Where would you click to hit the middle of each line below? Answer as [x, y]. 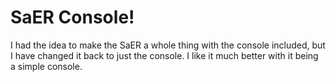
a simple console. [46, 66]
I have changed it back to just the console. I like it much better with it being [164, 55]
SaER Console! [72, 17]
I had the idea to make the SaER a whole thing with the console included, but [168, 45]
